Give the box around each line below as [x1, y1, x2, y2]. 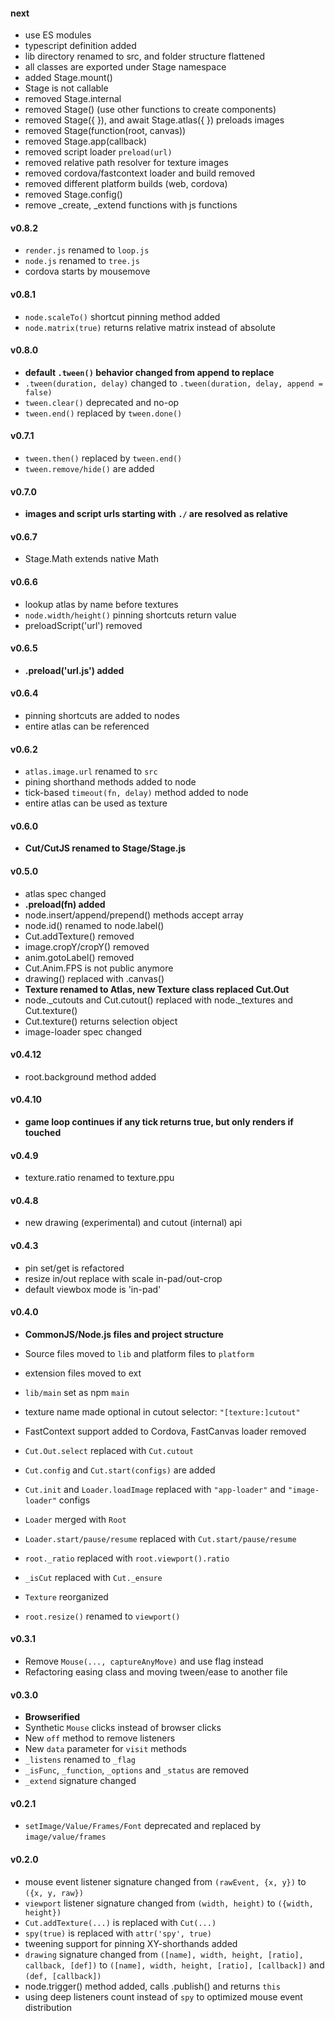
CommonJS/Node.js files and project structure [24, 1328, 224, 1340]
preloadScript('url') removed [24, 619, 143, 631]
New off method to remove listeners [24, 1732, 176, 1744]
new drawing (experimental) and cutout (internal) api [24, 1217, 243, 1229]
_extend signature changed [24, 1775, 137, 1787]
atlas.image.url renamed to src [24, 765, 158, 778]
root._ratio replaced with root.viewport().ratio [24, 1552, 230, 1564]
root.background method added [24, 1070, 157, 1083]
